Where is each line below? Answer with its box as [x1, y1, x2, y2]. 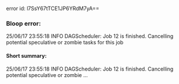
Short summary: [6, 52, 47, 59]
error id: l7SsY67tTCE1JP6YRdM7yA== [6, 5, 100, 12]
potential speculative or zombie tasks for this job [6, 39, 124, 46]
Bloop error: [6, 19, 41, 27]
